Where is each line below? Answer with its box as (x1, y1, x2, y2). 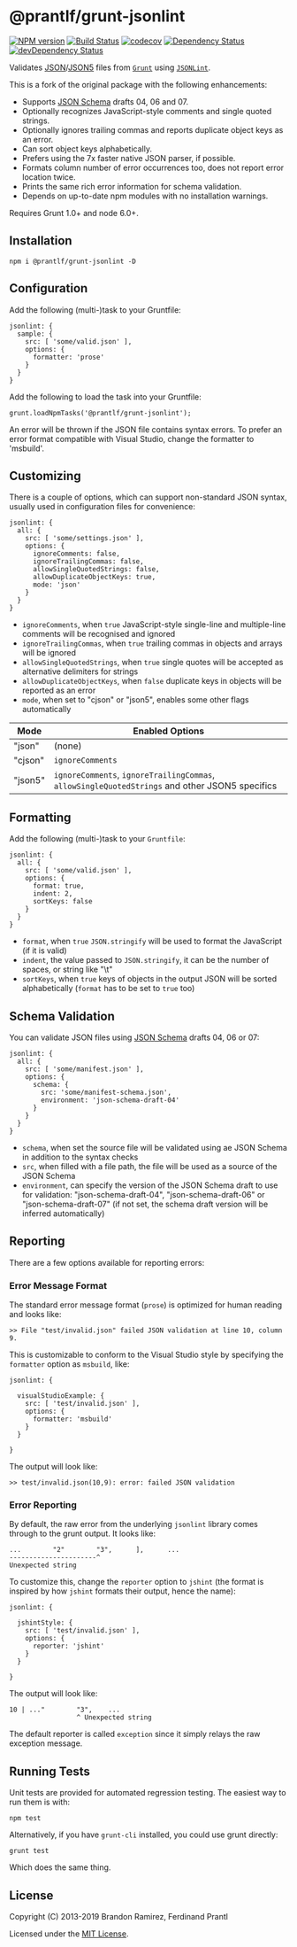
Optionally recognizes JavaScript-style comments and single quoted (21, 105, 272, 116)
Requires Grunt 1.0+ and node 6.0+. (9, 207, 139, 218)
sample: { (17, 330, 53, 338)
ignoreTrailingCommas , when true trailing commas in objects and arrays (21, 638, 283, 648)
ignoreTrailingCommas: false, (32, 557, 144, 566)
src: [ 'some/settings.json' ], (25, 534, 144, 543)
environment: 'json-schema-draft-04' (41, 1096, 179, 1105)
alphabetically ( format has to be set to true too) (21, 983, 195, 994)
